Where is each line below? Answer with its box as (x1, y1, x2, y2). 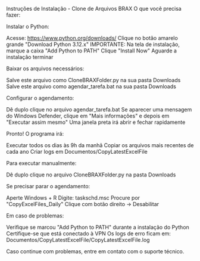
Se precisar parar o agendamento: (6, 183, 90, 189)
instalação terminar (6, 54, 54, 60)
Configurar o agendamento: (6, 95, 74, 101)
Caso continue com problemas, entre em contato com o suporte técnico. (6, 248, 185, 255)
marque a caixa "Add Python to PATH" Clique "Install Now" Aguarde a (6, 47, 177, 54)
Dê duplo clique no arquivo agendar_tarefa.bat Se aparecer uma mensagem (6, 106, 192, 113)
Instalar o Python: (6, 23, 49, 30)
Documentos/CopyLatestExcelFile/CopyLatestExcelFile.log (6, 237, 150, 243)
